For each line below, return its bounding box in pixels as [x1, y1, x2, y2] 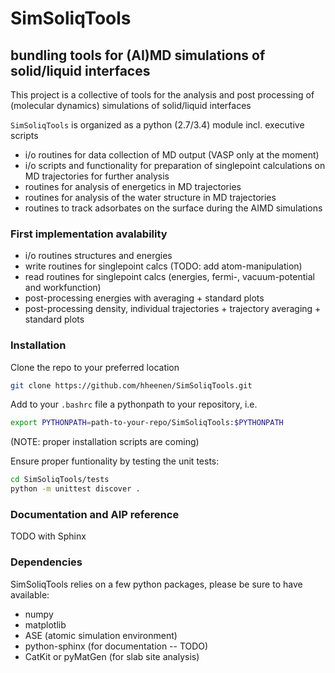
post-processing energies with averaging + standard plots [24, 292, 265, 304]
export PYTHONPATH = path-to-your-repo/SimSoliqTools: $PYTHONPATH [10, 418, 284, 428]
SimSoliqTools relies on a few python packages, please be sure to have [10, 578, 303, 590]
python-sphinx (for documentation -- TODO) [24, 640, 209, 652]
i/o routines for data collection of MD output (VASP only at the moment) [24, 149, 320, 161]
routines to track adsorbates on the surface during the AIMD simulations [24, 202, 323, 214]
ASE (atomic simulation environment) [24, 629, 178, 641]
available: [10, 588, 50, 601]
